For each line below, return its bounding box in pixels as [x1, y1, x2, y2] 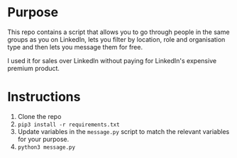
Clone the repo [17, 112, 62, 120]
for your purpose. [17, 135, 70, 143]
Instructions [7, 89, 81, 105]
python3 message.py [17, 143, 76, 151]
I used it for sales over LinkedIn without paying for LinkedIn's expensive [7, 56, 217, 64]
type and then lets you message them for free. [7, 43, 143, 51]
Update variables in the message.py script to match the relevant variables [17, 127, 230, 135]
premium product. [7, 64, 60, 72]
